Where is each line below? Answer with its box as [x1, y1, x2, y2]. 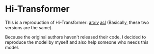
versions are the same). [5, 24, 53, 30]
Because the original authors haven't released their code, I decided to [5, 34, 146, 40]
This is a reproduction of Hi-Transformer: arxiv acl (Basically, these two [5, 19, 149, 25]
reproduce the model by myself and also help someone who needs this [5, 39, 149, 45]
